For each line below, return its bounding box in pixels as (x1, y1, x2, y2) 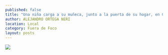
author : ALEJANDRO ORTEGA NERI (5, 16, 70, 21)
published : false (5, 7, 41, 12)
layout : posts (5, 30, 35, 35)
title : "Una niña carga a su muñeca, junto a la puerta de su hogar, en (5, 12, 160, 17)
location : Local (5, 21, 39, 26)
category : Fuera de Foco (5, 26, 57, 31)
